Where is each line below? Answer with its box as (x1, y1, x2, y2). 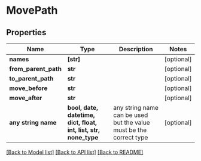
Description (118, 45, 153, 53)
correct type (113, 134, 148, 141)
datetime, (67, 111, 95, 119)
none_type (67, 134, 99, 141)
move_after (9, 94, 42, 102)
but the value (113, 119, 151, 126)
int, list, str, (67, 126, 100, 134)
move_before (9, 84, 48, 92)
